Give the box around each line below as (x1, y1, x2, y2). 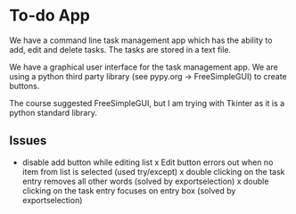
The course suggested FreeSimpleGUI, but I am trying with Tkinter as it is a (9, 97, 285, 108)
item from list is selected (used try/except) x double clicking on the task (21, 166, 285, 177)
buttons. (9, 80, 40, 91)
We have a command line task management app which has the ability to (9, 35, 273, 45)
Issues (9, 133, 47, 148)
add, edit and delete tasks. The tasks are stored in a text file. (9, 44, 232, 54)
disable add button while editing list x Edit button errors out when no (21, 157, 274, 168)
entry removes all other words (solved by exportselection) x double (21, 176, 269, 186)
